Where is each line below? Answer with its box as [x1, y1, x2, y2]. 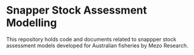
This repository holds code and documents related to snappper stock [6, 35, 177, 43]
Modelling [6, 16, 57, 30]
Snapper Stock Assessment [6, 4, 147, 17]
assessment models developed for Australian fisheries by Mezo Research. [6, 42, 189, 49]
